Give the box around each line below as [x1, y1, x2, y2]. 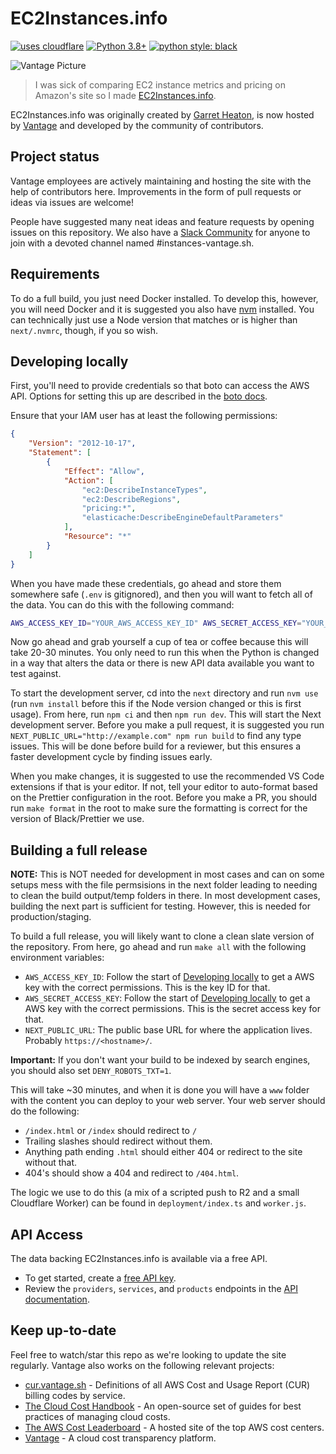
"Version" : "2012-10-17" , [28, 438, 137, 449]
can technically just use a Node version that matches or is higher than [10, 313, 298, 326]
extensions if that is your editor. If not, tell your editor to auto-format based [10, 781, 318, 793]
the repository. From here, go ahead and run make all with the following [10, 941, 307, 953]
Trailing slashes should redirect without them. [24, 1135, 213, 1147]
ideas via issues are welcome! [10, 196, 135, 208]
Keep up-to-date [10, 1322, 117, 1339]
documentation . [24, 1293, 90, 1305]
